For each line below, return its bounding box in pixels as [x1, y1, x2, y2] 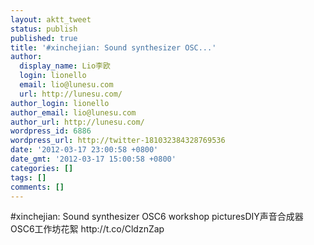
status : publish [10, 24, 78, 34]
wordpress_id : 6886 [10, 126, 92, 136]
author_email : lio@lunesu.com [10, 107, 137, 118]
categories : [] [10, 163, 74, 173]
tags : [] [10, 172, 47, 183]
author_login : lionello [10, 98, 110, 108]
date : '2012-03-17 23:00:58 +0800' [10, 145, 159, 155]
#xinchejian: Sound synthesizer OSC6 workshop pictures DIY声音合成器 [10, 211, 304, 223]
